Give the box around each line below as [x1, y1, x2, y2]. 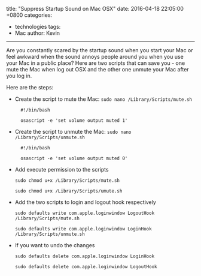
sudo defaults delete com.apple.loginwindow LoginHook [14, 253, 155, 259]
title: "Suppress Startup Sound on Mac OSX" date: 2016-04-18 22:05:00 [6, 5, 184, 12]
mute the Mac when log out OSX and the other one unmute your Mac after [6, 66, 190, 73]
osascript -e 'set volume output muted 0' [20, 155, 128, 161]
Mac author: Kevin [14, 29, 60, 37]
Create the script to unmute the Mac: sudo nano [14, 128, 132, 135]
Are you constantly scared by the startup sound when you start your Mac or [6, 47, 193, 53]
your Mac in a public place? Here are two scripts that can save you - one [6, 59, 185, 67]
